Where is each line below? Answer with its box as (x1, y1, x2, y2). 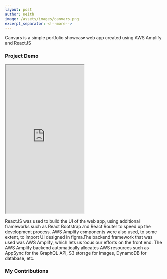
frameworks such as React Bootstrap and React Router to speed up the (5, 223, 151, 229)
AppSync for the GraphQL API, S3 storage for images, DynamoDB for (5, 250, 147, 256)
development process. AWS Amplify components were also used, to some (5, 229, 157, 235)
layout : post (5, 7, 32, 12)
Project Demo (5, 53, 39, 60)
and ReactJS (5, 40, 31, 46)
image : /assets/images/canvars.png (5, 16, 79, 21)
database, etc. (5, 255, 35, 261)
